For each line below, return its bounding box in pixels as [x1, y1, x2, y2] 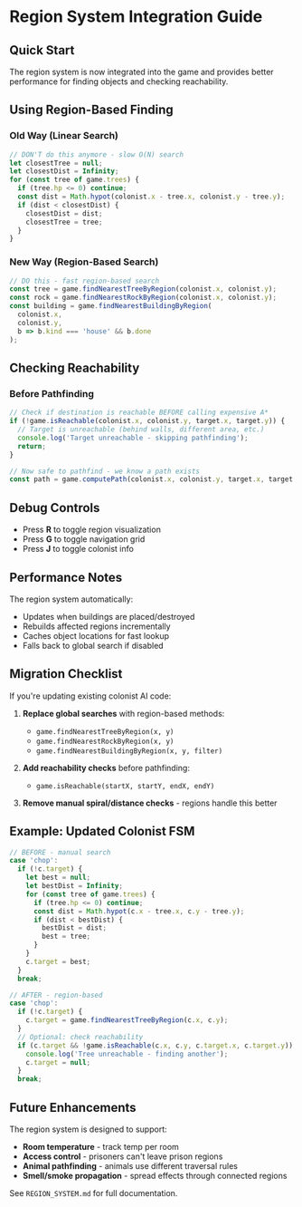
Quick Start [9, 43, 75, 58]
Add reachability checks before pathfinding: [22, 762, 190, 773]
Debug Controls [9, 500, 100, 516]
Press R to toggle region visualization [22, 524, 161, 536]
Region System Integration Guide [9, 6, 263, 27]
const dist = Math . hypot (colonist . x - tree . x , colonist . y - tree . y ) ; [17, 192, 286, 201]
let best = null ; [25, 873, 91, 883]
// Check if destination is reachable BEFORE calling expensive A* [9, 408, 269, 418]
